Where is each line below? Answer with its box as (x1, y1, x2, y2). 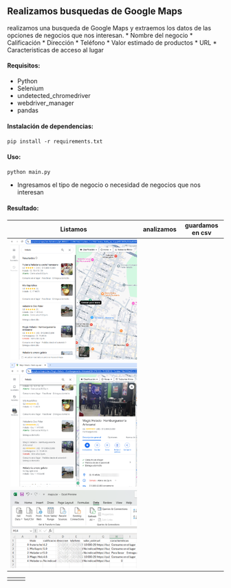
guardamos (184, 221, 219, 230)
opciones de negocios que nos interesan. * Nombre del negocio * (7, 31, 193, 39)
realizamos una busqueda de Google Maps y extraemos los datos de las (7, 23, 212, 32)
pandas (16, 106, 39, 114)
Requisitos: (7, 61, 41, 70)
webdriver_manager (16, 99, 74, 108)
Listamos (60, 225, 87, 233)
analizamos (142, 225, 177, 233)
